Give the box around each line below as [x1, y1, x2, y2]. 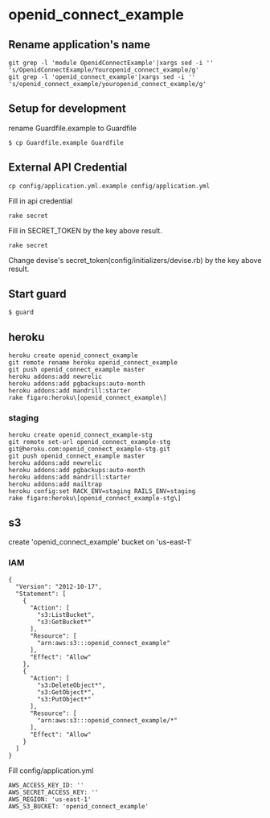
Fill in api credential [8, 195, 73, 206]
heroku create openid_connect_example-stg [8, 430, 153, 439]
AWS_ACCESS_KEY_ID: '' [8, 781, 84, 789]
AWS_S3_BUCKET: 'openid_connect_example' [8, 802, 149, 810]
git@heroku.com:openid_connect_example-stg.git [8, 445, 171, 453]
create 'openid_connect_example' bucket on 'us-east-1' [8, 537, 193, 547]
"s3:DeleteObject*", [37, 681, 106, 689]
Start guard [8, 287, 67, 301]
